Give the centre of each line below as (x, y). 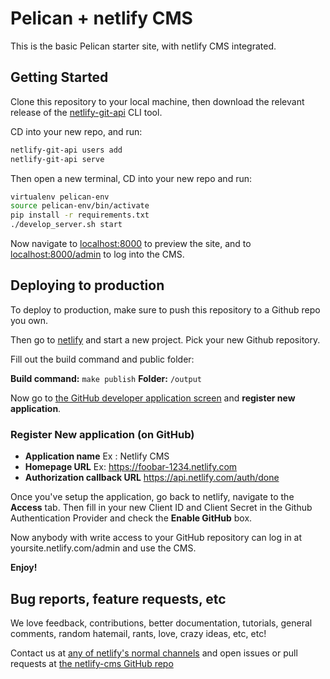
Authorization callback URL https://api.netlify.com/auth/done (152, 478)
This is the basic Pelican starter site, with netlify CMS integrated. (143, 46)
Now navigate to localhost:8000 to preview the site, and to (131, 243)
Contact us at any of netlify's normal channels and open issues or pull (154, 653)
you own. (29, 320)
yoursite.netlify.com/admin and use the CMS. (103, 548)
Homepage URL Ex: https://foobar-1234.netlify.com (131, 467)
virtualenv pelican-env (60, 197)
